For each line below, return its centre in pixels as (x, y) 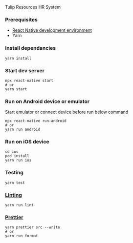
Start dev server (25, 70)
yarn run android (23, 130)
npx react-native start (29, 81)
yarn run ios (18, 161)
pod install (17, 156)
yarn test (15, 182)
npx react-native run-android (36, 121)
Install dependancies (31, 48)
